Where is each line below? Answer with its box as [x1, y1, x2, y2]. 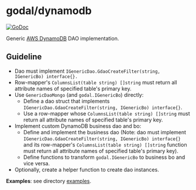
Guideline [6, 52, 42, 62]
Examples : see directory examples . [6, 177, 92, 184]
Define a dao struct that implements [23, 97, 110, 104]
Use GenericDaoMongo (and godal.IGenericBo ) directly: [14, 91, 144, 98]
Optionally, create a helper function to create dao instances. [14, 166, 159, 173]
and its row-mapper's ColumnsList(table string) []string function [23, 141, 187, 148]
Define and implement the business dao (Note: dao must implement [23, 128, 186, 135]
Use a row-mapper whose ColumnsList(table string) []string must [23, 110, 190, 117]
